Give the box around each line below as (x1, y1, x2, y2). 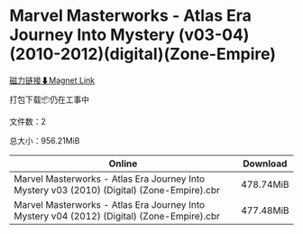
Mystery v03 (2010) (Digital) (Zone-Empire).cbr (14, 183, 221, 196)
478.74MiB (241, 178, 289, 191)
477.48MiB (241, 204, 289, 217)
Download (243, 157, 288, 170)
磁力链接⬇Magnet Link (9, 74, 96, 86)
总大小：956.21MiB (9, 135, 80, 145)
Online (108, 157, 138, 170)
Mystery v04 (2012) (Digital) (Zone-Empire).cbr (14, 210, 221, 222)
